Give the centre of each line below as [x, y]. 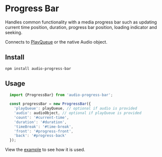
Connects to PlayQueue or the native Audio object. [56, 42]
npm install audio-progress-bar [38, 68]
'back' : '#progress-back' [40, 136]
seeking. [14, 32]
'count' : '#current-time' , [41, 117]
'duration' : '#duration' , [40, 122]
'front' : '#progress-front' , [44, 131]
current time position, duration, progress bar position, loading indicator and [81, 27]
